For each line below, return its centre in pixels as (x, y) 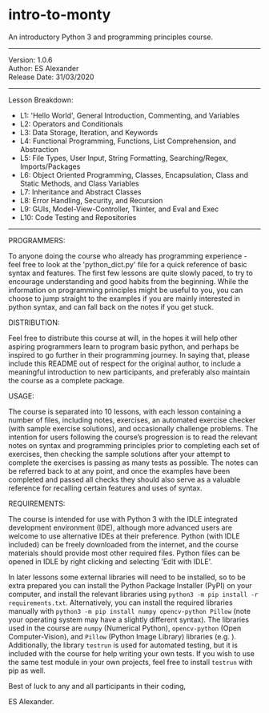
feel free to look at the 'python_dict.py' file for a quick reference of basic (128, 264)
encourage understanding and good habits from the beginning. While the (129, 281)
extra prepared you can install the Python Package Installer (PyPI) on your (130, 585)
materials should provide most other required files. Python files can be (124, 553)
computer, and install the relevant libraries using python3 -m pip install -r (133, 594)
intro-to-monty (60, 15)
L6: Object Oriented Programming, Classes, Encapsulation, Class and (134, 174)
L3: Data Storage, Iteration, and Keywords (89, 132)
